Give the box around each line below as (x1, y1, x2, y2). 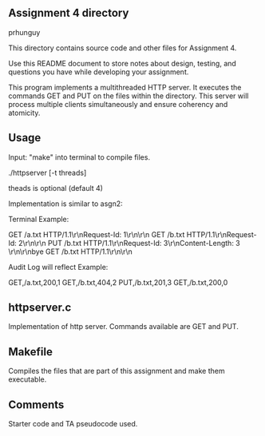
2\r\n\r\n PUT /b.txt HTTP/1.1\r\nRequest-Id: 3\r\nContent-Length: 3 (18, 238, 241, 248)
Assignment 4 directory (8, 6, 129, 20)
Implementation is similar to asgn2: (8, 199, 123, 208)
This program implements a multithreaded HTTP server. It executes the (8, 82, 242, 92)
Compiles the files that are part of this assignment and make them (8, 367, 225, 376)
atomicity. (8, 108, 41, 117)
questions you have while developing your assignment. (8, 67, 189, 77)
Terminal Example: (8, 214, 69, 224)
